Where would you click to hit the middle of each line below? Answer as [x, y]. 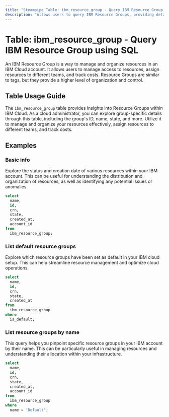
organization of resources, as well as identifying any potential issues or [79, 181]
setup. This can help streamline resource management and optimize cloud [82, 263]
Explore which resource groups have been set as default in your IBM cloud [82, 257]
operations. [17, 268]
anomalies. [17, 186]
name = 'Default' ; [29, 410]
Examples [21, 145]
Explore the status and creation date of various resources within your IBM [81, 170]
